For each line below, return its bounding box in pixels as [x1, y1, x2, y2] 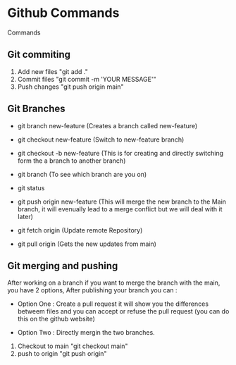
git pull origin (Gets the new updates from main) [17, 240, 157, 248]
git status [17, 183, 45, 192]
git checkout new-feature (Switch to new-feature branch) [17, 135, 185, 144]
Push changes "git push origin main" [17, 82, 125, 91]
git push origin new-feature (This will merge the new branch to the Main [17, 197, 227, 206]
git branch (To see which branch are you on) [17, 170, 147, 178]
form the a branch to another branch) [17, 156, 126, 165]
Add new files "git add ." [17, 67, 88, 75]
